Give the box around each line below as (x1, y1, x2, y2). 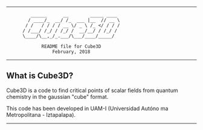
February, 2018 (52, 49, 91, 55)
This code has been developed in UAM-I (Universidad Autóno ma (6, 105, 169, 112)
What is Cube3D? (6, 70, 74, 81)
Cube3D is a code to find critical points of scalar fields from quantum (6, 87, 178, 94)
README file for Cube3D (41, 43, 101, 49)
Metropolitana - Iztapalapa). (6, 111, 76, 118)
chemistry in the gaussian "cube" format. (6, 93, 109, 100)
